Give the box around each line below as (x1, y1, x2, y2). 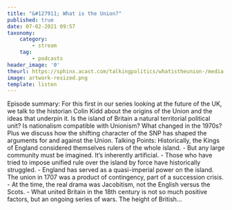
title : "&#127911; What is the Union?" (7, 10, 122, 17)
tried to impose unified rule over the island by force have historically (7, 158, 201, 166)
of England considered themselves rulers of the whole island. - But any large (7, 144, 225, 152)
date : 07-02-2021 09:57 (7, 23, 76, 30)
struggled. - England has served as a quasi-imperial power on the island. (7, 166, 214, 174)
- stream (32, 42, 57, 49)
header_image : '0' (7, 61, 60, 68)
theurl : (7, 68, 30, 75)
